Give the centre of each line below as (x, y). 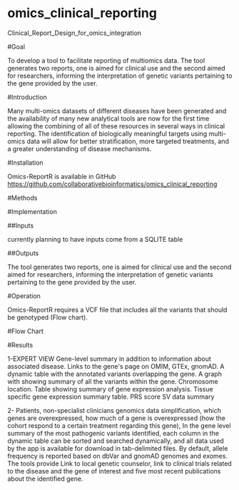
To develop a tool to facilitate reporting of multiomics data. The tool (106, 60)
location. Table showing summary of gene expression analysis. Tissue (110, 389)
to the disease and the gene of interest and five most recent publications (114, 471)
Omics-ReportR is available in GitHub (62, 176)
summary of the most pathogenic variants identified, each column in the (113, 433)
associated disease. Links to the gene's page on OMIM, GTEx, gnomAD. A (116, 366)
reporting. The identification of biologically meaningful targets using (107, 133)
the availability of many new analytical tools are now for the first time (108, 118)
